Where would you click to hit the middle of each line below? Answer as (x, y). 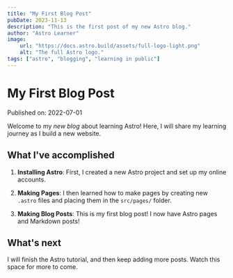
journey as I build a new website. (54, 133)
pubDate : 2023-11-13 (37, 20)
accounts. (32, 179)
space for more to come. (42, 267)
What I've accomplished (61, 155)
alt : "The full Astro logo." (62, 53)
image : (17, 40)
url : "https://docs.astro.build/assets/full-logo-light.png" (110, 46)
